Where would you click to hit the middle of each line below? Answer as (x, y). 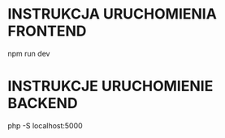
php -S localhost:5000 (45, 125)
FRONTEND (47, 31)
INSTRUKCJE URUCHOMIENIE (110, 86)
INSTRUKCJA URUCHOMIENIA (112, 14)
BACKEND (43, 104)
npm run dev (29, 53)
